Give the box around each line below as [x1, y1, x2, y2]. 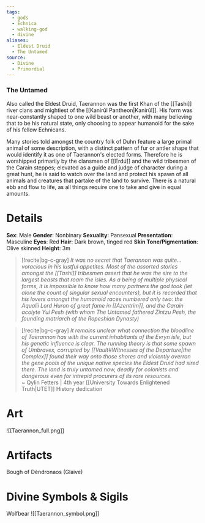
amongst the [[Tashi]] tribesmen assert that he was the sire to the [21, 269, 188, 276]
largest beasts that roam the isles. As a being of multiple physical [21, 276, 187, 283]
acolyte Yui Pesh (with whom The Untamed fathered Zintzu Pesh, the [21, 308, 196, 316]
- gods [12, 15, 29, 21]
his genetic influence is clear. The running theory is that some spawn [21, 339, 196, 347]
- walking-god [12, 26, 48, 32]
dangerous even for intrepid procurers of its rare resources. [21, 372, 173, 379]
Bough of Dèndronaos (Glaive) [6, 469, 83, 476]
